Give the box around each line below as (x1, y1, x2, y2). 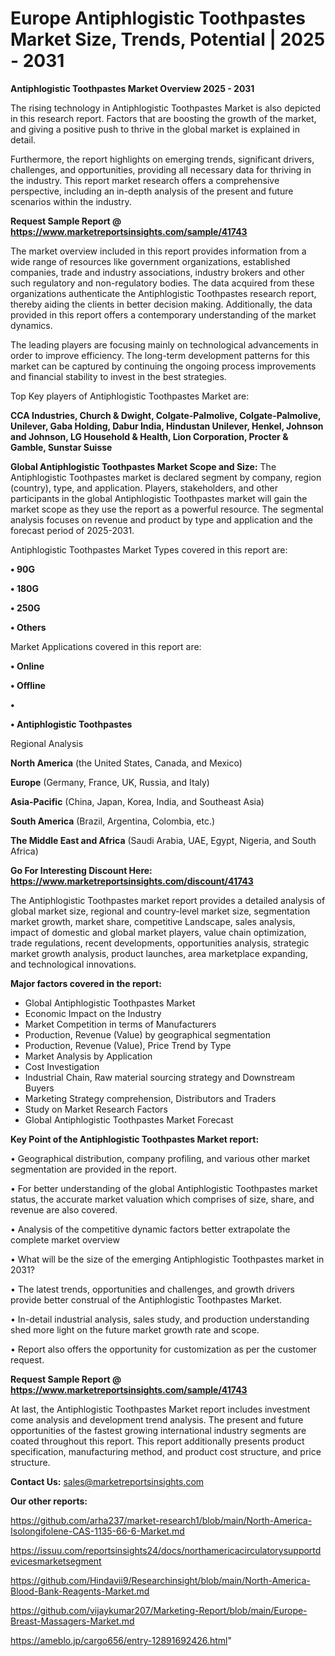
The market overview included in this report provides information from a (10, 245, 307, 257)
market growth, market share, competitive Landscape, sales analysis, (10, 915, 296, 927)
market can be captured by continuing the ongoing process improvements (10, 360, 317, 372)
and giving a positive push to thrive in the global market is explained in (10, 123, 300, 135)
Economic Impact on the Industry (24, 1007, 162, 1019)
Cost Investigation (24, 1060, 100, 1072)
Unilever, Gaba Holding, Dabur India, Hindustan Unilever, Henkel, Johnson (10, 420, 324, 432)
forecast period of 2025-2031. (10, 524, 135, 536)
